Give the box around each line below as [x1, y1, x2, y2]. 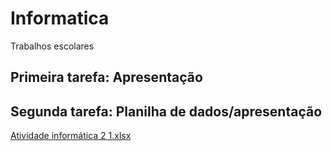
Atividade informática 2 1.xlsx [10, 130, 132, 142]
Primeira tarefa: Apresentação [10, 69, 203, 86]
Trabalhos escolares [10, 40, 95, 52]
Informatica [10, 7, 110, 30]
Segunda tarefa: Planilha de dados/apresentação [10, 103, 323, 120]
